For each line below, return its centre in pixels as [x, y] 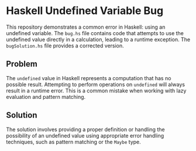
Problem [22, 64]
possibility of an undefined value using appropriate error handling [85, 135]
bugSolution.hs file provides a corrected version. [65, 46]
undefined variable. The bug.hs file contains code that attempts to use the [95, 33]
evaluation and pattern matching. [46, 97]
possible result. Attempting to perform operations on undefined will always [96, 84]
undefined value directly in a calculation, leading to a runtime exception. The [98, 39]
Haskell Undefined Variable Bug [85, 11]
